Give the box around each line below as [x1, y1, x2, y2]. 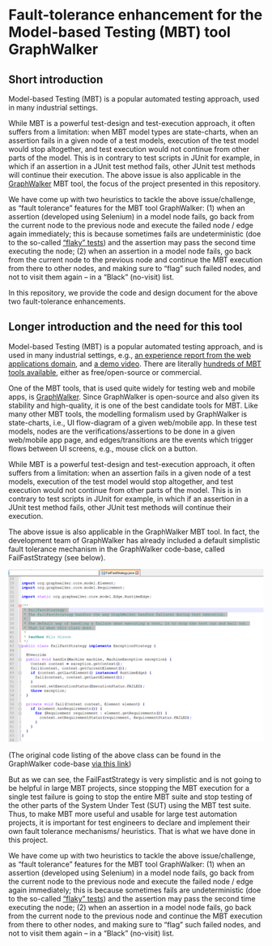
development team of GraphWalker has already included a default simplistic [8, 535, 261, 545]
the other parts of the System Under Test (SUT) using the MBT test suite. [8, 801, 252, 810]
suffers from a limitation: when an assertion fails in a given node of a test [8, 468, 251, 477]
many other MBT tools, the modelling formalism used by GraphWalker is [8, 408, 248, 419]
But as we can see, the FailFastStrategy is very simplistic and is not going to [8, 775, 261, 784]
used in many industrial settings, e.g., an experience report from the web [8, 350, 252, 360]
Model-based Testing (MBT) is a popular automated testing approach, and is [8, 341, 263, 351]
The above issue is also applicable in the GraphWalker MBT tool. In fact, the [8, 526, 261, 537]
